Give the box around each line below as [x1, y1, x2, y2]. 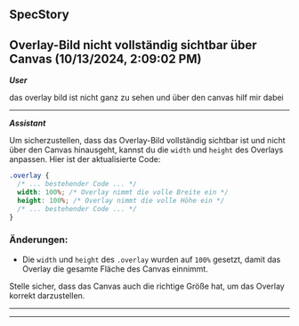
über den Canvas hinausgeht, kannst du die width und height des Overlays [9, 144, 284, 155]
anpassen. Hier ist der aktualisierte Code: [9, 154, 161, 165]
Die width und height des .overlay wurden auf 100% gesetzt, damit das [21, 254, 281, 265]
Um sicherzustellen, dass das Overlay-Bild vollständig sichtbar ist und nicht [9, 135, 287, 146]
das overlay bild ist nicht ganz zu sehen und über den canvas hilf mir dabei [9, 93, 285, 103]
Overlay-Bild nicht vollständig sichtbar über [9, 37, 257, 53]
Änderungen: [9, 233, 69, 246]
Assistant [9, 118, 46, 128]
